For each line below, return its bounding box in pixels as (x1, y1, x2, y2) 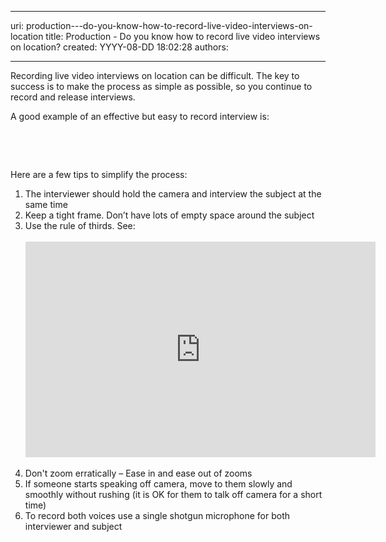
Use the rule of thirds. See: (24, 220, 136, 231)
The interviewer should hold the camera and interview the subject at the (24, 188, 322, 200)
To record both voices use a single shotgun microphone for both (24, 510, 291, 521)
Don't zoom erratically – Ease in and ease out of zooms (24, 467, 253, 479)
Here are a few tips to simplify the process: (10, 169, 188, 180)
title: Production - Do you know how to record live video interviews (45, 31, 321, 42)
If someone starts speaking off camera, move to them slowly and (24, 478, 293, 490)
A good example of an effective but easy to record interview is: (10, 111, 270, 122)
